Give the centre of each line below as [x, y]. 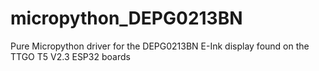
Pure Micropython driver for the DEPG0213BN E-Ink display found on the [160, 46]
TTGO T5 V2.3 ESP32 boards [70, 56]
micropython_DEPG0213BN [126, 18]
